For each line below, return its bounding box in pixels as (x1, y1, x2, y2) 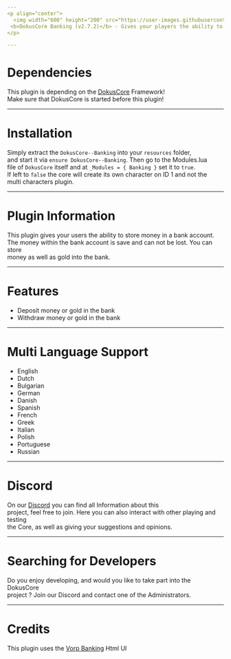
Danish (16, 396, 38, 404)
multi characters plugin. (7, 178, 74, 186)
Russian (16, 447, 40, 455)
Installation (7, 125, 73, 141)
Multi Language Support (7, 344, 149, 360)
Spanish (16, 404, 41, 412)
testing (7, 515, 27, 523)
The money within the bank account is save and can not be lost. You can (7, 238, 213, 247)
